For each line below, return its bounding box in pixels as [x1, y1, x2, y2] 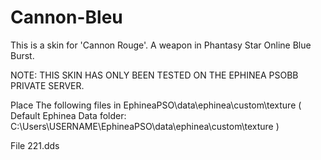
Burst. [10, 49, 35, 61]
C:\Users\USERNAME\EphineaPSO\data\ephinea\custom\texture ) [10, 120, 280, 132]
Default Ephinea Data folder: [10, 109, 127, 121]
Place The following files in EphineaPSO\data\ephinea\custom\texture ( [10, 99, 302, 111]
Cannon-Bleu [10, 6, 123, 29]
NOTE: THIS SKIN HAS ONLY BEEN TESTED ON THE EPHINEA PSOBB [10, 69, 299, 81]
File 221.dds [10, 139, 60, 151]
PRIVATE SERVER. [10, 79, 85, 91]
